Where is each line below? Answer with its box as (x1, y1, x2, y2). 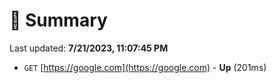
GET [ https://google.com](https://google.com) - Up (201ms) (23, 61, 267, 73)
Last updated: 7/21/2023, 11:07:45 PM (9, 42, 169, 54)
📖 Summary (9, 9, 108, 32)
